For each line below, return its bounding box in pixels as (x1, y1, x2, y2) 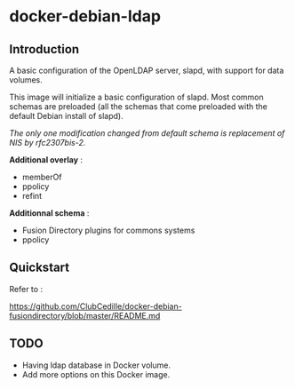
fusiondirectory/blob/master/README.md (9, 310, 161, 321)
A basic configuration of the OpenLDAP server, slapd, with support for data (9, 65, 284, 75)
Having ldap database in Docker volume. (21, 360, 171, 370)
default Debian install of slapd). (9, 111, 124, 121)
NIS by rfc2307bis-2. (9, 138, 86, 147)
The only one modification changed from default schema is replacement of (9, 128, 285, 139)
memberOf (21, 171, 62, 182)
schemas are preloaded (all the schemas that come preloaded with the (9, 101, 268, 112)
